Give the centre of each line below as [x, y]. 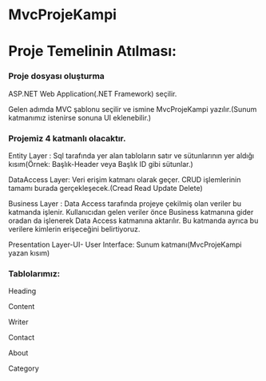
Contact [21, 338]
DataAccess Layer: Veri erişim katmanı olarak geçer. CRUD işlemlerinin [125, 179]
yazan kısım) [29, 252]
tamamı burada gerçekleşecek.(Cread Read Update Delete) [106, 188]
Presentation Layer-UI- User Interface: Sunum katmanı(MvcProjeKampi [125, 244]
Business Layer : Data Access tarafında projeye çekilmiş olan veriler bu [125, 203]
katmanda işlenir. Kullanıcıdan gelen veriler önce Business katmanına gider [131, 212]
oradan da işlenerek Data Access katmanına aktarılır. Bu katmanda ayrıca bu [133, 220]
